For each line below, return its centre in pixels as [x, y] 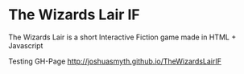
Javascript [26, 45]
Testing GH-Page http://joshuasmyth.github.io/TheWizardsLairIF [115, 61]
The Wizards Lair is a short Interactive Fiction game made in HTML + [122, 37]
